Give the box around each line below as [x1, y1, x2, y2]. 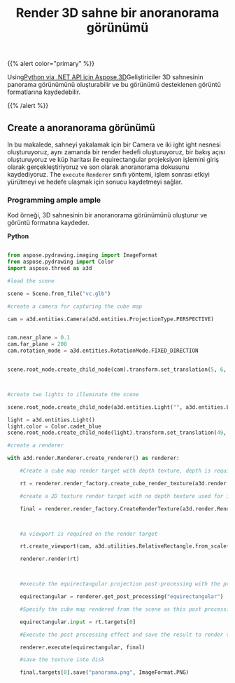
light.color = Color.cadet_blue [7, 423, 101, 430]
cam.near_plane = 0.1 [7, 334, 71, 341]
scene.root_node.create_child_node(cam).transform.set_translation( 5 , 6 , [7, 366, 227, 373]
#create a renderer [7, 442, 64, 449]
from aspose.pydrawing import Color [7, 258, 114, 266]
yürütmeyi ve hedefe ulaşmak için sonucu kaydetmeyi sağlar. [7, 177, 183, 186]
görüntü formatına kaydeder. [7, 219, 90, 227]
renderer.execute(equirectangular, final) [20, 644, 145, 651]
